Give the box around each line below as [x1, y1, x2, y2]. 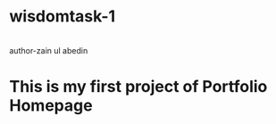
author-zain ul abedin [9, 45, 88, 55]
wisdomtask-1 [9, 6, 116, 27]
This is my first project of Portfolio [9, 77, 268, 97]
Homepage [9, 95, 93, 116]
